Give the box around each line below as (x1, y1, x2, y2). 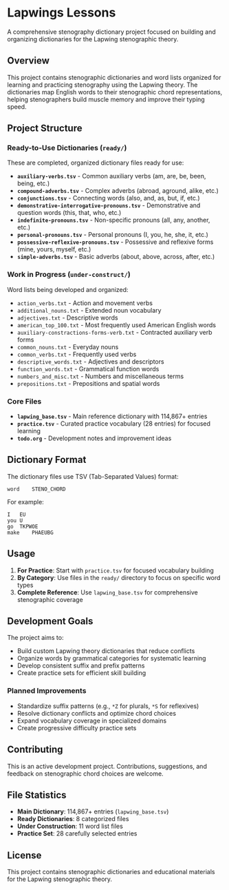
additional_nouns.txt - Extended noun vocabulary (17, 306, 162, 314)
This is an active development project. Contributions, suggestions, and (7, 762, 208, 770)
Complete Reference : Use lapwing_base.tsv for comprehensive (17, 588, 198, 597)
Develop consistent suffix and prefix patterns (17, 661, 145, 670)
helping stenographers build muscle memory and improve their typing (7, 95, 205, 103)
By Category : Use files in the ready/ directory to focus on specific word (17, 573, 221, 581)
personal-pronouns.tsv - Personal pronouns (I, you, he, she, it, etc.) (17, 231, 208, 239)
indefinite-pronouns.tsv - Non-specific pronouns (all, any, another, (17, 216, 210, 225)
